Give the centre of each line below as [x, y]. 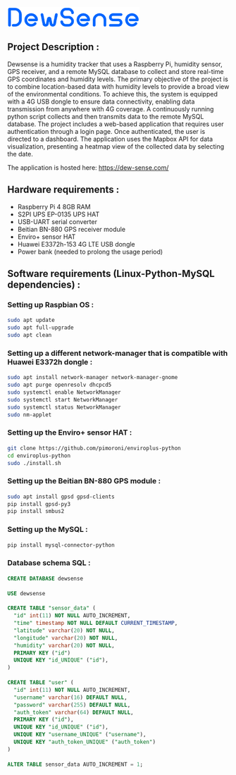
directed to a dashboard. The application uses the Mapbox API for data [110, 139]
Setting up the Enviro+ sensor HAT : [70, 433]
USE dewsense [26, 593]
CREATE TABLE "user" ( [41, 683]
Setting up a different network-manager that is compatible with [118, 353]
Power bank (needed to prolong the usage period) [90, 252]
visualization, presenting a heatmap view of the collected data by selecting [116, 146]
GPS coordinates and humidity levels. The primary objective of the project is [118, 79]
